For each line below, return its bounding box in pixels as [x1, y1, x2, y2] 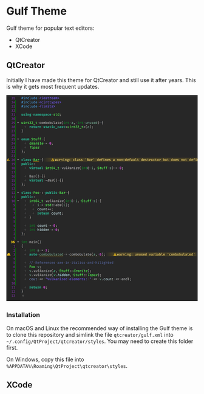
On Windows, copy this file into [6, 356, 84, 363]
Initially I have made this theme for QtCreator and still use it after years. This [6, 76, 196, 83]
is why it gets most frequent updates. [6, 83, 100, 90]
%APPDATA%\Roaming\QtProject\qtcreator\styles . [6, 362, 128, 369]
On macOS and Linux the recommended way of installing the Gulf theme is [6, 324, 193, 332]
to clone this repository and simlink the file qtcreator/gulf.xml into [6, 331, 174, 338]
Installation [6, 311, 41, 319]
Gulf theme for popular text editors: [6, 24, 95, 32]
